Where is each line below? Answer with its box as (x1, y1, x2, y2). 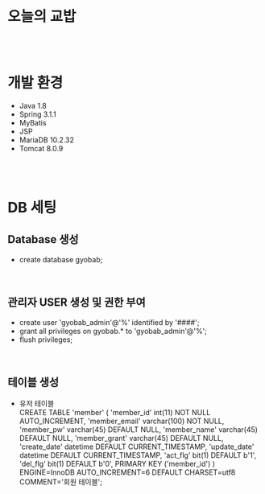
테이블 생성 (7, 376, 60, 389)
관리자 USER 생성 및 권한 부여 (7, 295, 146, 310)
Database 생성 (7, 233, 79, 246)
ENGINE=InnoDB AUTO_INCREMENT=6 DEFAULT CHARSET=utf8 (19, 467, 236, 477)
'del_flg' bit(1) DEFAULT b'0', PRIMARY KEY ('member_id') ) (19, 459, 215, 468)
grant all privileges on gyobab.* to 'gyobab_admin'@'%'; (19, 326, 207, 336)
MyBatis (19, 117, 47, 127)
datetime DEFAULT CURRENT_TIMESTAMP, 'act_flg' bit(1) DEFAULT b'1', (19, 450, 257, 459)
